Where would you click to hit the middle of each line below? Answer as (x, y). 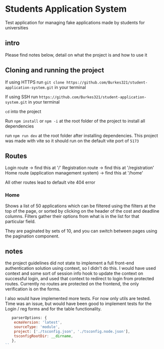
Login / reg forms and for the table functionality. (53, 309)
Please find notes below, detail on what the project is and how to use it (76, 55)
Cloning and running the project (55, 70)
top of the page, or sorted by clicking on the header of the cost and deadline (82, 211)
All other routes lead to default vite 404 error (50, 182)
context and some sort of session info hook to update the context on (74, 273)
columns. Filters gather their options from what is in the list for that (72, 216)
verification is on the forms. (33, 289)
